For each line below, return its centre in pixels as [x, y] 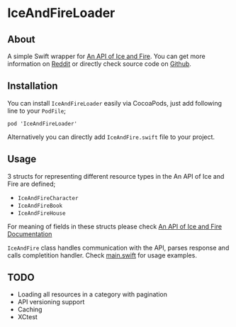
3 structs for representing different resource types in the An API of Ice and [116, 176]
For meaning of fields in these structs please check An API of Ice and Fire [114, 226]
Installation [33, 86]
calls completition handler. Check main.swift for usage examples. [102, 255]
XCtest [27, 317]
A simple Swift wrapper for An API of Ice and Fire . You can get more [106, 56]
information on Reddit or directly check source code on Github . [99, 64]
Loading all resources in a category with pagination [92, 294]
